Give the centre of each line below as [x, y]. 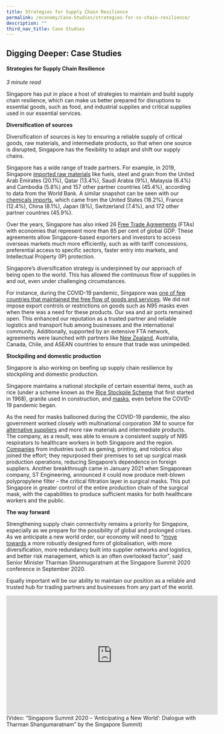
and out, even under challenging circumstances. [66, 281]
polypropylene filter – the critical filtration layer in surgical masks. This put [98, 481]
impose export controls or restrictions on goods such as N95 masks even [98, 306]
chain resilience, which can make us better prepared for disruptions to [94, 100]
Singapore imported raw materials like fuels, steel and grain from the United [101, 174]
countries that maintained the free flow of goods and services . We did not [98, 299]
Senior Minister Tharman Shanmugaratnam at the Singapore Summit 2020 [98, 562]
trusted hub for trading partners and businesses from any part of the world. [100, 587]
